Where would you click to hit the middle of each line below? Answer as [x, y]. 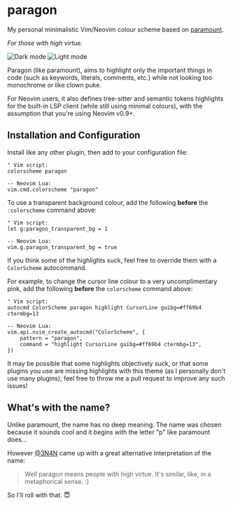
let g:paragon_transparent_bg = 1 [58, 229]
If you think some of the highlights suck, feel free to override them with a [112, 260]
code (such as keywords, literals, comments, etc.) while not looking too [110, 77]
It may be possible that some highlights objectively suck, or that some [108, 363]
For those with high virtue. [45, 43]
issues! [17, 385]
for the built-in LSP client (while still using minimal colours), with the [105, 106]
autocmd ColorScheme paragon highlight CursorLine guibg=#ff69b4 [104, 307]
